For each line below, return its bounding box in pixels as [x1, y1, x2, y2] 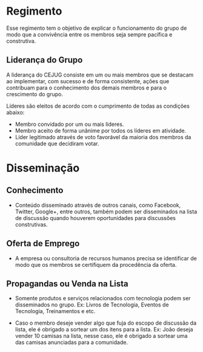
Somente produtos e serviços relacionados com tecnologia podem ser [15, 295, 191, 302]
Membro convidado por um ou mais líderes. [15, 120, 124, 128]
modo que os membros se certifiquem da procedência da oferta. [15, 261, 177, 268]
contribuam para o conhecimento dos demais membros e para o [6, 84, 167, 91]
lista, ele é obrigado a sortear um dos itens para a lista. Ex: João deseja [15, 326, 193, 333]
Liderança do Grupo [6, 55, 83, 65]
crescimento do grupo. [6, 90, 64, 98]
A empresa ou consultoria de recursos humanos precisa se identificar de [15, 254, 197, 262]
